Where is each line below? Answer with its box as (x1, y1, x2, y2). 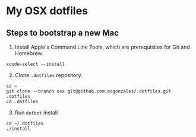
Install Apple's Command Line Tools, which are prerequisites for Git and (14, 43, 190, 50)
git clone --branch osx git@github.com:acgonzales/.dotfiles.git (6, 88, 171, 94)
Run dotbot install (14, 109, 58, 116)
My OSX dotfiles (6, 4, 88, 18)
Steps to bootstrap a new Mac (6, 28, 119, 38)
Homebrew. (14, 50, 43, 57)
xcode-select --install (6, 61, 65, 67)
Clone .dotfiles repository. (14, 72, 83, 78)
